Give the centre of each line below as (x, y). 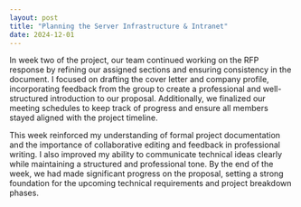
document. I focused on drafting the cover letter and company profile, (139, 80)
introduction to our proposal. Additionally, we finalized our (158, 99)
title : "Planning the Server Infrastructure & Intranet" (119, 26)
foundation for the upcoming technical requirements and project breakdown (150, 183)
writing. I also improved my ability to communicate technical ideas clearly (146, 155)
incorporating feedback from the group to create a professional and (135, 89)
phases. (24, 193)
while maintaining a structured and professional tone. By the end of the (141, 165)
